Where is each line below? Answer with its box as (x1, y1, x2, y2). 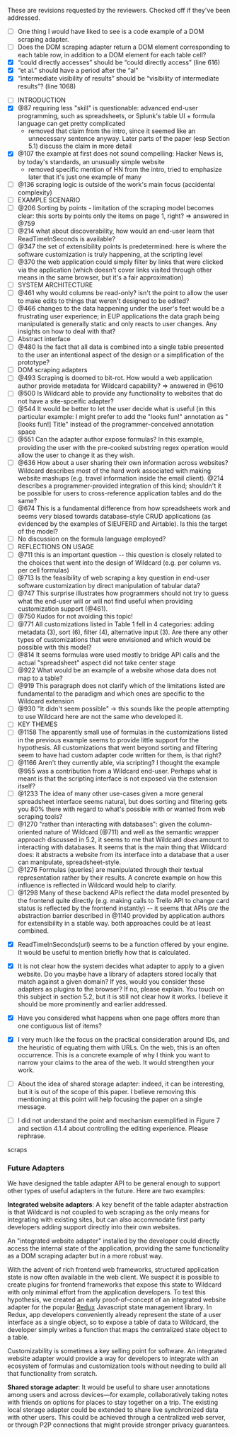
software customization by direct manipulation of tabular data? (17, 581, 200, 590)
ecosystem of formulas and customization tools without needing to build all (7, 1362, 226, 1370)
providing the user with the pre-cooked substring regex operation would (17, 443, 229, 452)
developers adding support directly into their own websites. (7, 1223, 181, 1231)
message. (17, 1103, 47, 1111)
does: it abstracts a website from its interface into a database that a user (17, 850, 229, 858)
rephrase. (17, 1132, 46, 1140)
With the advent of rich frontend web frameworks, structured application (7, 1265, 219, 1274)
